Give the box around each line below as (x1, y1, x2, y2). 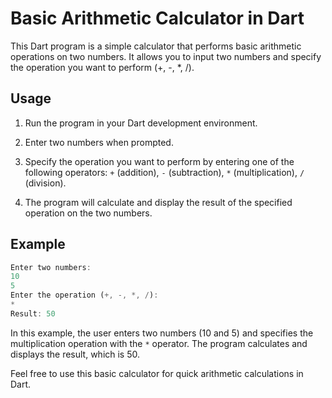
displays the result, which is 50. (10, 348, 141, 360)
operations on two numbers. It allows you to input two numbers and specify (10, 50, 322, 62)
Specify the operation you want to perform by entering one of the (24, 155, 295, 167)
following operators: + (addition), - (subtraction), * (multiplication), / (24, 166, 305, 178)
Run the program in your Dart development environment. (24, 117, 258, 129)
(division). (24, 177, 67, 189)
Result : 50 (10, 308, 56, 319)
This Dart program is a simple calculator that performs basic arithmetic (10, 40, 302, 52)
